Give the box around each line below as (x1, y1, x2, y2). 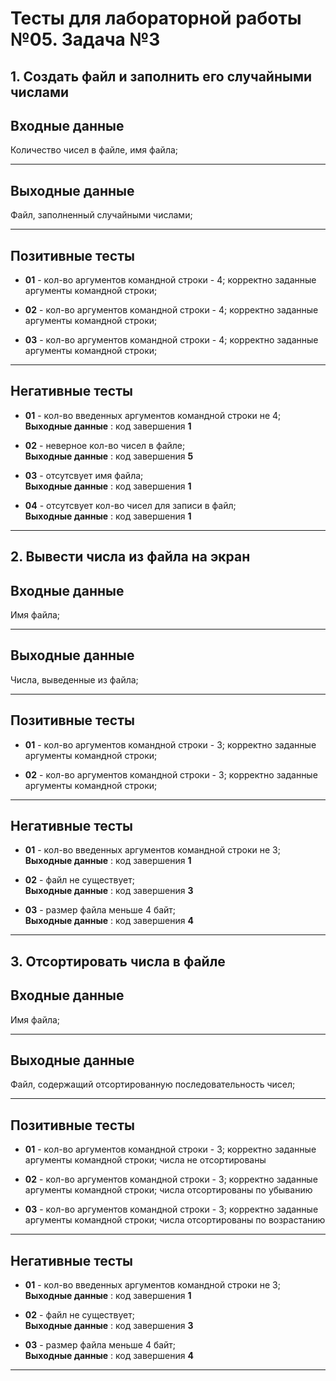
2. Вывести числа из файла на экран (10, 548, 251, 566)
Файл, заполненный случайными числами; (10, 209, 193, 221)
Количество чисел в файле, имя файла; (10, 144, 179, 156)
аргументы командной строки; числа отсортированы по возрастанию (24, 1214, 326, 1226)
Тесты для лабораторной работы (10, 7, 302, 30)
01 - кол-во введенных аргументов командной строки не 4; (24, 409, 282, 421)
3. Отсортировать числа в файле (10, 953, 226, 970)
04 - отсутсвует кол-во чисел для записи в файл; (24, 499, 237, 511)
